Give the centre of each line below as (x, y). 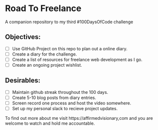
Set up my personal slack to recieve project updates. (65, 108)
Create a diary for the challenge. (44, 54)
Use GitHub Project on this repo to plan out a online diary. (70, 48)
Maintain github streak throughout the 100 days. (60, 92)
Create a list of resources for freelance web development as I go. (77, 59)
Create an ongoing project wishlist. (47, 65)
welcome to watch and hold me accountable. (50, 123)
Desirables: (23, 80)
